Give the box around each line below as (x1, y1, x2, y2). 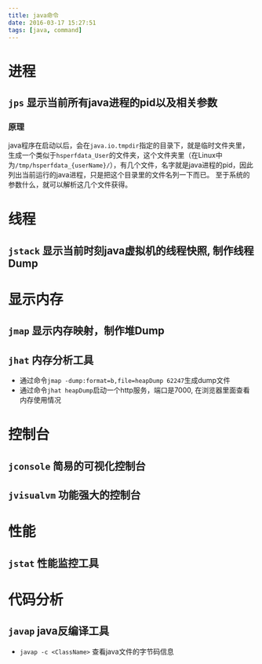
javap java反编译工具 (8, 625, 110, 638)
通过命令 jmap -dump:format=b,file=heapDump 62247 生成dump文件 (19, 376, 231, 385)
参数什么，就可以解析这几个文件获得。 (8, 180, 132, 189)
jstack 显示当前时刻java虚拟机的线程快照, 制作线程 (8, 244, 254, 257)
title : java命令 (8, 11, 59, 20)
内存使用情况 (19, 396, 61, 405)
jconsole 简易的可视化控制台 (8, 459, 146, 472)
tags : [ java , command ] (8, 26, 82, 34)
